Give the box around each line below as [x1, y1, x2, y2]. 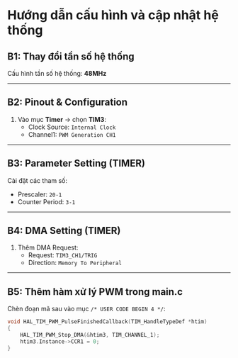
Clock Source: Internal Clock [28, 123, 116, 131]
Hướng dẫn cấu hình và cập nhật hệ [7, 7, 220, 23]
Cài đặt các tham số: [7, 176, 68, 184]
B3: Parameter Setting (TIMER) [7, 157, 145, 169]
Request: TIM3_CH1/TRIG [28, 251, 98, 259]
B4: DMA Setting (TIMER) [7, 225, 121, 237]
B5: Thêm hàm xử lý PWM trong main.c [7, 286, 183, 298]
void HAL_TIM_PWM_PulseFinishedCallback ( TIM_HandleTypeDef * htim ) [7, 318, 208, 325]
